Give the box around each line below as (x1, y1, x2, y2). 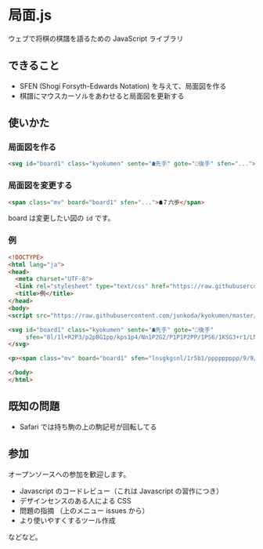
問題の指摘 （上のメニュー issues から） (19, 506, 150, 515)
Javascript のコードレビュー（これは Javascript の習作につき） (19, 486, 223, 496)
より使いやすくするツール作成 (19, 515, 116, 525)
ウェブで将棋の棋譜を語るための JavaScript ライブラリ (8, 34, 184, 43)
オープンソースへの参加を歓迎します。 (8, 469, 131, 478)
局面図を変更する (8, 180, 73, 191)
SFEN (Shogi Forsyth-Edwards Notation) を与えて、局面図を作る (19, 81, 227, 90)
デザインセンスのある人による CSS (19, 496, 131, 505)
